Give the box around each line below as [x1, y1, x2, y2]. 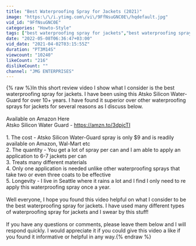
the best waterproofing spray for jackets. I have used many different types [6, 202, 185, 209]
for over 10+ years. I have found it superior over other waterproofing [22, 97, 186, 104]
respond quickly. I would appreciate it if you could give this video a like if [6, 227, 181, 234]
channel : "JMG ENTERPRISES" [6, 68, 75, 74]
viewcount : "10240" [6, 52, 54, 58]
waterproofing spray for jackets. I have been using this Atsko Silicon [6, 91, 170, 98]
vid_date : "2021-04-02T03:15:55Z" [6, 41, 90, 47]
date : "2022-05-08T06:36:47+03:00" [6, 36, 93, 41]
